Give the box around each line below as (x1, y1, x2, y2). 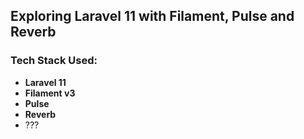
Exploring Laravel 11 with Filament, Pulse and (10, 8, 295, 25)
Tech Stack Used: (10, 54, 98, 68)
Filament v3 (24, 87, 76, 99)
